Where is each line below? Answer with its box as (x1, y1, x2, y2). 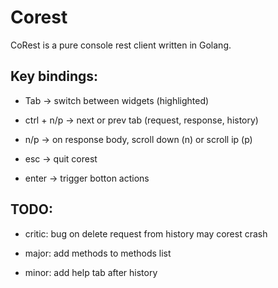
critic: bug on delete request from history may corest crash (24, 227, 268, 240)
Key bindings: (10, 68, 99, 85)
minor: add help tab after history (24, 266, 158, 278)
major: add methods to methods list (24, 247, 172, 259)
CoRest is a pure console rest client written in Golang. (10, 39, 232, 51)
